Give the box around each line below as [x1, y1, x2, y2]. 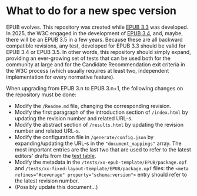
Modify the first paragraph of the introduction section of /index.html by [14, 109, 188, 116]
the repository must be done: [6, 91, 76, 98]
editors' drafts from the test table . [14, 152, 96, 159]
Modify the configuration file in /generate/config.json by [14, 133, 154, 140]
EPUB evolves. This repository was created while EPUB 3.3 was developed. [6, 23, 189, 31]
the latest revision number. [14, 177, 79, 184]
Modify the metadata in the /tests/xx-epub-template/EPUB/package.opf [14, 158, 187, 165]
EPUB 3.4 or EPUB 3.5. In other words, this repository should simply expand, [6, 48, 191, 55]
